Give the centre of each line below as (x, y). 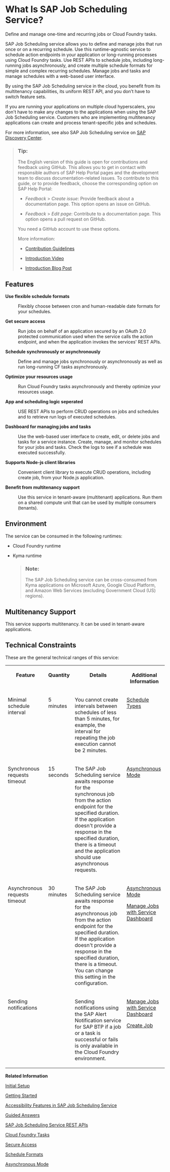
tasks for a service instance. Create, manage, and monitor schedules (90, 442)
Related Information (27, 1076)
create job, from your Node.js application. (61, 478)
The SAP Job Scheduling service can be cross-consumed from (91, 580)
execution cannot (95, 744)
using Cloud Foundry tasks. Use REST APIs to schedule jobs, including (79, 60)
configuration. (91, 983)
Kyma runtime (27, 556)
